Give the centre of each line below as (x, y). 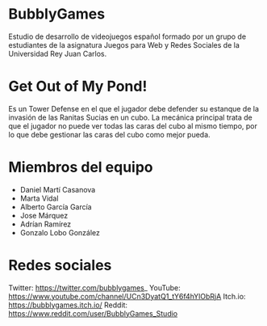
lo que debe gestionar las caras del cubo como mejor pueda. (110, 134)
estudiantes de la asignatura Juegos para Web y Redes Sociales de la (124, 44)
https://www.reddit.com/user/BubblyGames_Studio (93, 313)
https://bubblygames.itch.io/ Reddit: (68, 305)
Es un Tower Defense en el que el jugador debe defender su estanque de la (134, 108)
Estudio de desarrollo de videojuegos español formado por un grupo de (127, 36)
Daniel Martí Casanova (58, 189)
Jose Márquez (44, 215)
